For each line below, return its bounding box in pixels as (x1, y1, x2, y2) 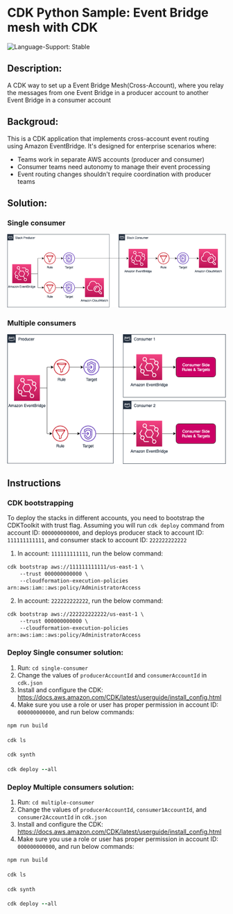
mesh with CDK (7, 19, 98, 35)
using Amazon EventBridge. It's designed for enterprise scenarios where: (7, 141, 217, 150)
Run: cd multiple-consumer (17, 798, 95, 807)
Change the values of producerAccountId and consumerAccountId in (17, 671, 207, 679)
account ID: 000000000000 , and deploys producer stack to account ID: (7, 528, 205, 537)
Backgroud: (7, 116, 59, 128)
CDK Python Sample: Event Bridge (7, 5, 209, 21)
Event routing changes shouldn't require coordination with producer (17, 170, 212, 178)
